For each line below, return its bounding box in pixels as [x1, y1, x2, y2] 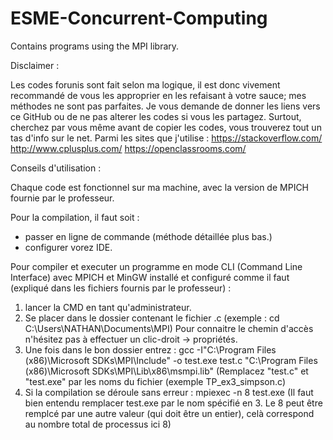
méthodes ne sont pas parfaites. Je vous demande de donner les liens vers [10, 100, 321, 112]
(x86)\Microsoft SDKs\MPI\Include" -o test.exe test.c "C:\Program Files [24, 354, 318, 366]
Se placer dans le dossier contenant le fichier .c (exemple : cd [24, 312, 280, 324]
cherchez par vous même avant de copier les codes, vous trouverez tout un [10, 121, 322, 133]
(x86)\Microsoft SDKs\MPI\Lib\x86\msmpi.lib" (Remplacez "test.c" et [24, 365, 309, 377]
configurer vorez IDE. [24, 241, 113, 253]
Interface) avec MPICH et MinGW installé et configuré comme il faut [10, 271, 290, 283]
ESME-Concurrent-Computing [10, 7, 268, 30]
